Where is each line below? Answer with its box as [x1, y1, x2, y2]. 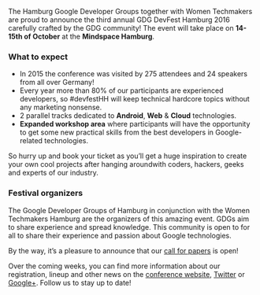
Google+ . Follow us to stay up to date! [8, 278, 132, 287]
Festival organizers [8, 188, 84, 199]
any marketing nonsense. [19, 102, 102, 112]
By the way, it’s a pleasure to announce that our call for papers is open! [8, 245, 239, 255]
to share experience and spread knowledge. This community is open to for [8, 222, 251, 231]
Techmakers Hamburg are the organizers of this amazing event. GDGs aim [8, 214, 250, 223]
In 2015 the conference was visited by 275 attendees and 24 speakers [19, 69, 248, 79]
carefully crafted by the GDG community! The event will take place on [8, 24, 234, 32]
